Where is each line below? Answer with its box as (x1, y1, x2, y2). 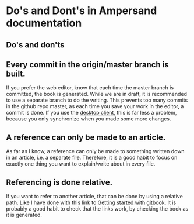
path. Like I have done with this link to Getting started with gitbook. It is (6, 199, 177, 206)
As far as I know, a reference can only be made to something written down (6, 148, 185, 155)
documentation (6, 16, 82, 30)
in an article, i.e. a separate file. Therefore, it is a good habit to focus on (6, 154, 178, 161)
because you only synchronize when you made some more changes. (6, 115, 171, 122)
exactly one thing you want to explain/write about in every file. (6, 160, 156, 167)
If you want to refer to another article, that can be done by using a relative (6, 193, 184, 200)
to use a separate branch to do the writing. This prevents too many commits (6, 97, 188, 104)
